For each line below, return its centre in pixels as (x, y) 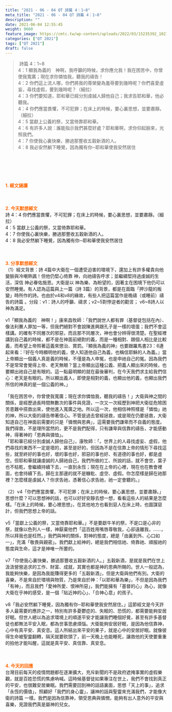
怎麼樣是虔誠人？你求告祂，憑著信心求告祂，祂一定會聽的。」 (78, 480)
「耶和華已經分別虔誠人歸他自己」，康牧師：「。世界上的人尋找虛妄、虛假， (84, 441)
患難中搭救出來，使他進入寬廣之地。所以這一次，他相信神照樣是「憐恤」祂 (88, 409)
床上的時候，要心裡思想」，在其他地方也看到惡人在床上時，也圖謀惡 (91, 504)
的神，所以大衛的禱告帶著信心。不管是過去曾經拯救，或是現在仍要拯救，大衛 (86, 415)
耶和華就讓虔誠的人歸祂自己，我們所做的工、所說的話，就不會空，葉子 (93, 460)
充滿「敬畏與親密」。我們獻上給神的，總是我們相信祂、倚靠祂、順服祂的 (91, 542)
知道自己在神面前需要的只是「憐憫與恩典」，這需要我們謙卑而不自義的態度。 (85, 422)
